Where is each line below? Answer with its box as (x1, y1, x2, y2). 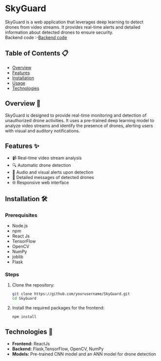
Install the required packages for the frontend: (12, 305, 105, 311)
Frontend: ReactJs (12, 341, 50, 346)
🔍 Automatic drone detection (12, 162, 72, 168)
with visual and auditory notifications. (5, 127, 80, 134)
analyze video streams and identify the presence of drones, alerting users (5, 123, 153, 128)
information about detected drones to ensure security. (5, 29, 113, 35)
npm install (12, 314, 36, 319)
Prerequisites (5, 212, 37, 218)
